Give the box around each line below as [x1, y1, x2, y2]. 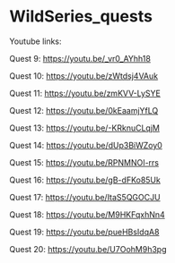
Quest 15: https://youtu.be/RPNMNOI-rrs [9, 157, 160, 167]
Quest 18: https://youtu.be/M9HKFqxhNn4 [9, 208, 166, 220]
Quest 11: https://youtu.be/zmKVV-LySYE [9, 88, 162, 98]
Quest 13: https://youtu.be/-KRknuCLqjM [9, 123, 160, 133]
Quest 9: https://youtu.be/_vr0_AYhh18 [9, 53, 151, 64]
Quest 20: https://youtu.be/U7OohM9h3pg [9, 243, 167, 254]
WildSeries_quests [9, 6, 153, 27]
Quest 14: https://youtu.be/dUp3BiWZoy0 [9, 140, 163, 150]
